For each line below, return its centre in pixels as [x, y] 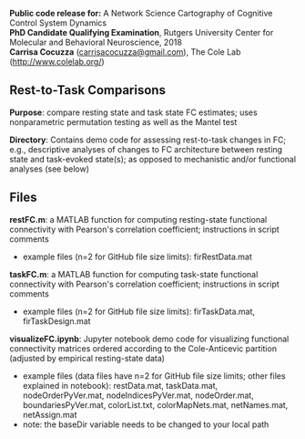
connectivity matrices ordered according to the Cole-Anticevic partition [143, 348]
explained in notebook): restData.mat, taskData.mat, [120, 385]
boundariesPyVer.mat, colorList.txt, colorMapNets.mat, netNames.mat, [155, 404]
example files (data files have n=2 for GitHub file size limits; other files [154, 376]
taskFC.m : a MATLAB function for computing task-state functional [134, 274]
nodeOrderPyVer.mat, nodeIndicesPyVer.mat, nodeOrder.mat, [138, 395]
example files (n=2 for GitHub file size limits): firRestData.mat [137, 256]
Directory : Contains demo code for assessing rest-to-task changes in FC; [148, 140]
